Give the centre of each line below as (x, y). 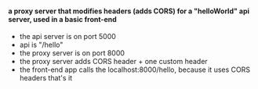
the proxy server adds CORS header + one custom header (113, 62)
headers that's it (46, 78)
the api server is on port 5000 (67, 37)
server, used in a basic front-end (63, 19)
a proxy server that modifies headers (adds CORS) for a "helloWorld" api (129, 11)
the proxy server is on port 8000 (72, 53)
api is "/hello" (41, 45)
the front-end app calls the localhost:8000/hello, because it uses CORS (135, 69)
